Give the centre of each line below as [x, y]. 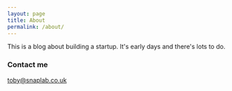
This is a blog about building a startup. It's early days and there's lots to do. [116, 47]
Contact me [28, 65]
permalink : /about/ [36, 27]
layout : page [26, 14]
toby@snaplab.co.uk [37, 80]
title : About [26, 20]
